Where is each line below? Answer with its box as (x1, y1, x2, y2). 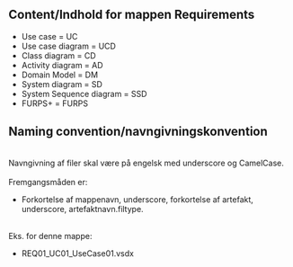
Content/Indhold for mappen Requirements (8, 7, 255, 22)
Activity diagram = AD (21, 59, 104, 70)
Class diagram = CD (21, 49, 96, 61)
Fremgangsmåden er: (8, 176, 88, 187)
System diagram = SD (21, 78, 102, 89)
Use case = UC (21, 31, 78, 41)
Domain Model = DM (21, 69, 99, 80)
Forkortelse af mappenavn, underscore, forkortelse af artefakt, (21, 193, 253, 205)
